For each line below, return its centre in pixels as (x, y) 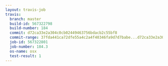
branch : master (25, 19)
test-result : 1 (25, 56)
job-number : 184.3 (29, 47)
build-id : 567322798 (31, 24)
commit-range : (24, 38)
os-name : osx (23, 51)
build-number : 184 (29, 28)
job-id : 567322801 (29, 42)
